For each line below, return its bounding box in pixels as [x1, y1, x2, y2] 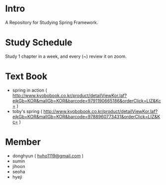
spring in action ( [12, 87, 47, 93]
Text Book [5, 71, 48, 82]
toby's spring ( [12, 108, 42, 114]
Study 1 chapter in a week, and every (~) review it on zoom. [5, 53, 127, 59]
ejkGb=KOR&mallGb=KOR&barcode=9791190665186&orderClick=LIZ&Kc [12, 97, 162, 103]
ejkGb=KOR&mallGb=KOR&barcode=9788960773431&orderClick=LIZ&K [12, 113, 161, 119]
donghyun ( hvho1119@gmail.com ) [12, 153, 83, 159]
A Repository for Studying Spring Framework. [5, 19, 98, 25]
